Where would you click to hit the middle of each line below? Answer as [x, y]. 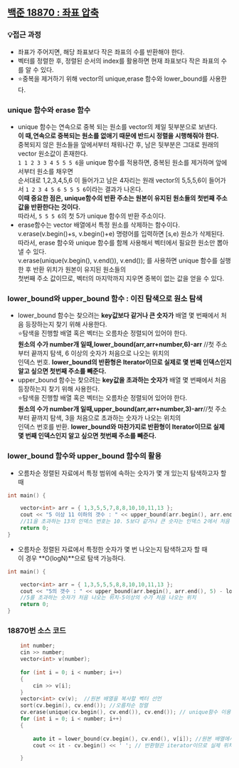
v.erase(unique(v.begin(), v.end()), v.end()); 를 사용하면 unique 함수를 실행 [124, 260]
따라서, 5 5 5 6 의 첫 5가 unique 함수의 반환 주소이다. [92, 215]
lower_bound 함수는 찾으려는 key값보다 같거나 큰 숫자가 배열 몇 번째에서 [118, 315]
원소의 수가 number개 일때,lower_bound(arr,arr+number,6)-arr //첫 [116, 344]
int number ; [38, 646]
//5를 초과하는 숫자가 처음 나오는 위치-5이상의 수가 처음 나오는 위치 [108, 598]
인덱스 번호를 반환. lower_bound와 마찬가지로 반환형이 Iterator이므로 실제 [121, 427]
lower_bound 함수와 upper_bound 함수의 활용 [85, 456]
